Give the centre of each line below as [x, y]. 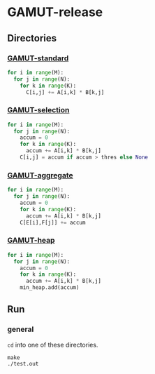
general [21, 329]
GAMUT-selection [38, 110]
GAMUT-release [55, 12]
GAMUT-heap [31, 241]
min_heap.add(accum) [50, 288]
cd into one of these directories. [53, 345]
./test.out [23, 363]
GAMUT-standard [38, 58]
